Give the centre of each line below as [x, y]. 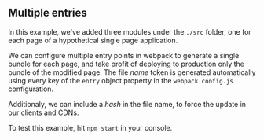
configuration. [31, 89]
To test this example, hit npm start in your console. [90, 127]
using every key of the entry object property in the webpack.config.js [121, 80]
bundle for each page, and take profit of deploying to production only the [126, 64]
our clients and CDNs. [44, 112]
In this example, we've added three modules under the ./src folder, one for [130, 31]
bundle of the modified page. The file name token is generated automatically [132, 72]
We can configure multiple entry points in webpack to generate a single [124, 55]
